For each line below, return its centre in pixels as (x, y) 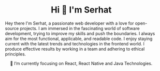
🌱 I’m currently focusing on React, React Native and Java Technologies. (81, 63)
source (12, 28)
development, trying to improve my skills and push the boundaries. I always (80, 33)
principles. (15, 54)
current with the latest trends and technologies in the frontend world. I (75, 43)
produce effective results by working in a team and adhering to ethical (75, 49)
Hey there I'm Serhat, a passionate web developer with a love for (70, 23)
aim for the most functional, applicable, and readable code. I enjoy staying (79, 39)
